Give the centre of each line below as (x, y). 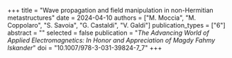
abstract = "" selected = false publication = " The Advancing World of (108, 33)
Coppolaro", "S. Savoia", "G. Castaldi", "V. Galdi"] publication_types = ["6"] (116, 25)
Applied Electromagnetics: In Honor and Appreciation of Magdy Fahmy (111, 40)
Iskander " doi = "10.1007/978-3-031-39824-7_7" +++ (85, 48)
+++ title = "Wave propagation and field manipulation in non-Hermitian (111, 10)
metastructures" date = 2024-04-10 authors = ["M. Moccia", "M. (102, 18)
